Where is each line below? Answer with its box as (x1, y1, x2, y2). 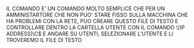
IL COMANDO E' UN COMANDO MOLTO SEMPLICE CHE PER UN (6, 5, 165, 12)
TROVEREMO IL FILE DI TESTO (6, 37, 82, 43)
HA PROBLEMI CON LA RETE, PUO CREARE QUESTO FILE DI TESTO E (6, 18, 178, 24)
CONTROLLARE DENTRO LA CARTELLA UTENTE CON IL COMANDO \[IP (6, 24, 185, 31)
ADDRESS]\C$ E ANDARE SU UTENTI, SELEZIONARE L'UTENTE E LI (6, 30, 174, 37)
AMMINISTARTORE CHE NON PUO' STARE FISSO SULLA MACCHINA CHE (6, 11, 188, 18)
